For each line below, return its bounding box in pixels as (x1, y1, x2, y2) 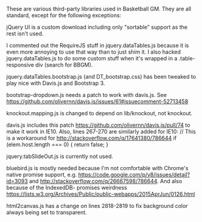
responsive (6, 61, 35, 68)
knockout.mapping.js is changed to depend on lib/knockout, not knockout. (6, 110, 193, 116)
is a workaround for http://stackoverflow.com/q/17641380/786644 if (6, 134, 177, 141)
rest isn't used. (6, 30, 44, 37)
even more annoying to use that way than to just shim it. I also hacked (6, 48, 181, 56)
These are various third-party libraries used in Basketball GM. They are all (6, 5, 192, 12)
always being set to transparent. (6, 209, 87, 216)
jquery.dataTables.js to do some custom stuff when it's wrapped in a (6, 55, 178, 62)
